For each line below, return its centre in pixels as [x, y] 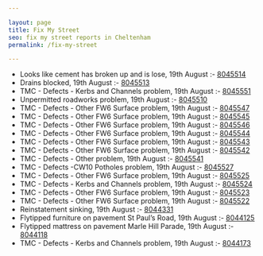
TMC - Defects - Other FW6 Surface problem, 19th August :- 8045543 [135, 142]
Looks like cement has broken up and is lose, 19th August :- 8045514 [133, 74]
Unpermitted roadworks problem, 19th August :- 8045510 [114, 99]
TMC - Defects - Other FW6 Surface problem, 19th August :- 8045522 [135, 201]
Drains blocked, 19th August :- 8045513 [85, 83]
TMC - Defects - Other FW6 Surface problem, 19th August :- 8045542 [135, 150]
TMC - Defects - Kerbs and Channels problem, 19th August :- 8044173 [135, 243]
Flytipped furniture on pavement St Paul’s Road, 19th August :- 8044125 [137, 218]
